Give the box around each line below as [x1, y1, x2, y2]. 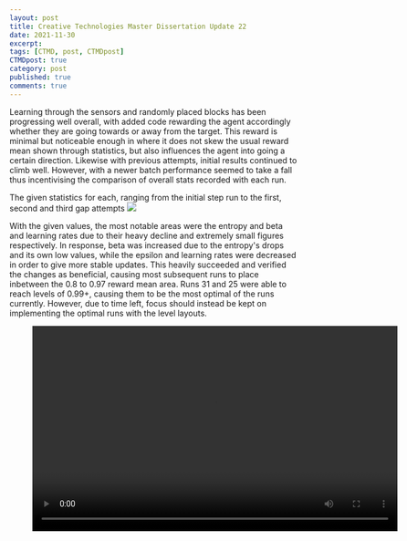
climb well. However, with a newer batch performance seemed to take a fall [9, 164, 293, 175]
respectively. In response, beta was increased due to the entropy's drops [9, 239, 285, 251]
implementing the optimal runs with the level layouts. [9, 307, 207, 318]
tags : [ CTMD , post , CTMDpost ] [9, 47, 125, 57]
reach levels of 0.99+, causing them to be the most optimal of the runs [9, 288, 275, 299]
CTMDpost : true [9, 56, 68, 65]
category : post [9, 65, 68, 74]
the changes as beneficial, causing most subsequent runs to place [9, 268, 259, 279]
